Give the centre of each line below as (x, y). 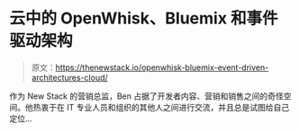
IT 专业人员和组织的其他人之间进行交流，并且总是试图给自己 (178, 107)
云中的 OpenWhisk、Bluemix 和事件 (144, 18)
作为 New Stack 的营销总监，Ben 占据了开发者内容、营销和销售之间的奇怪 (146, 96)
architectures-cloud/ (69, 77)
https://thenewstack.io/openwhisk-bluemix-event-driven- (162, 67)
